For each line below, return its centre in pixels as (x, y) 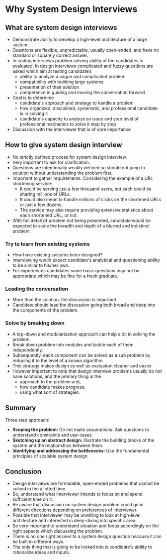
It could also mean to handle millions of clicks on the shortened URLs (90, 199)
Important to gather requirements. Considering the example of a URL (83, 178)
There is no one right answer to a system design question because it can (87, 537)
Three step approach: (27, 420)
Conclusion (23, 471)
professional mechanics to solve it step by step (68, 124)
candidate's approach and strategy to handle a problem (77, 103)
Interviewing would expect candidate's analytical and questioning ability (86, 260)
